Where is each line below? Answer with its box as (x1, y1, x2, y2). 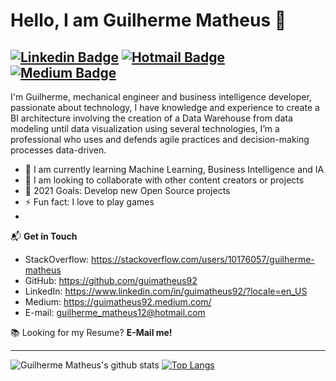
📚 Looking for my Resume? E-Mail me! (10, 327, 173, 338)
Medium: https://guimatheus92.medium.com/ (24, 296, 212, 308)
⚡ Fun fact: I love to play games (24, 196, 155, 208)
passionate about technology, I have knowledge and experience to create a (10, 102, 320, 113)
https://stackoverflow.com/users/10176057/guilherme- (91, 254, 315, 265)
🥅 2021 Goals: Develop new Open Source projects (24, 185, 231, 196)
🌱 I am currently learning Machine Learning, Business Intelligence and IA (24, 164, 325, 175)
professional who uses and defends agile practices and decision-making (10, 134, 310, 145)
